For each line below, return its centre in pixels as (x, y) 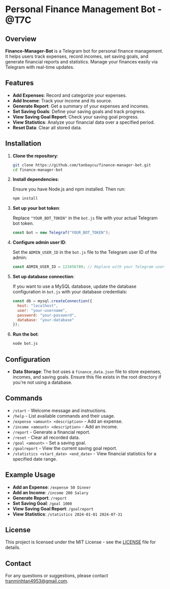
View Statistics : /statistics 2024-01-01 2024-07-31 (67, 514)
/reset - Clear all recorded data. (46, 437)
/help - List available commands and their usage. (64, 416)
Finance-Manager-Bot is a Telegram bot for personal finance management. (84, 51)
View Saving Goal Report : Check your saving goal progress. (76, 117)
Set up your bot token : (36, 208)
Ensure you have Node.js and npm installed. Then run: (69, 189)
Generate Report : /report (39, 498)
